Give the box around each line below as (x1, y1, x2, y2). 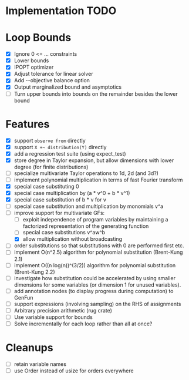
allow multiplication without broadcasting (22, 236, 123, 243)
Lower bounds (14, 57, 49, 64)
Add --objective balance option (14, 77, 90, 84)
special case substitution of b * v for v (14, 196, 107, 203)
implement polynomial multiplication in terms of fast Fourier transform (14, 176, 183, 183)
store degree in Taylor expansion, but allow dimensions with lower (14, 157, 174, 164)
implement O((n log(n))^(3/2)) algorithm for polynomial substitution (14, 261, 176, 268)
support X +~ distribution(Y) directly (14, 143, 107, 150)
